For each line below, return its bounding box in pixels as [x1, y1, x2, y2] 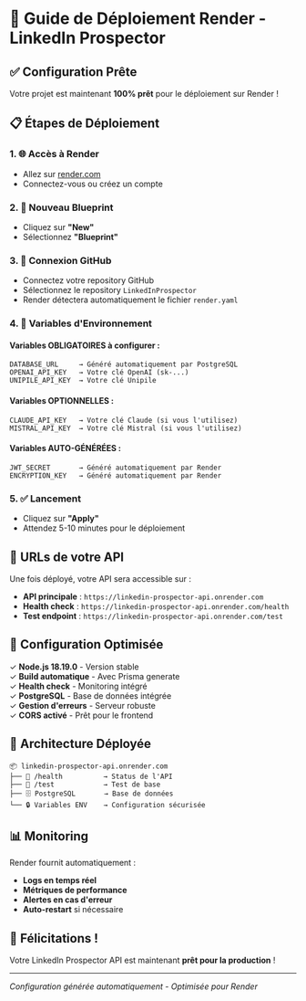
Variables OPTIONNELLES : [9, 395, 114, 406]
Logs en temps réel [22, 875, 97, 886]
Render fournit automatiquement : [9, 858, 137, 869]
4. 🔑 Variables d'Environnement [9, 317, 153, 330]
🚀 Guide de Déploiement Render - [9, 8, 267, 29]
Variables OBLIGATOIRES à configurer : [9, 340, 160, 351]
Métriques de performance [22, 885, 127, 896]
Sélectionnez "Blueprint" [22, 231, 118, 242]
